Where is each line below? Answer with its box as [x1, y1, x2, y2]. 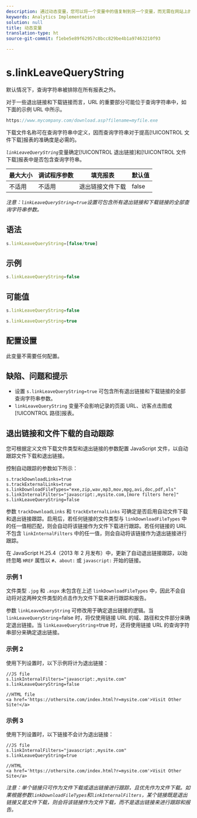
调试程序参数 [38, 171, 74, 179]
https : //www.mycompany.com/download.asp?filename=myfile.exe [6, 118, 158, 123]
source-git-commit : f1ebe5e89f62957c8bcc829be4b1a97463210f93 [6, 36, 161, 42]
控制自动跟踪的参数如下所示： [6, 465, 78, 472]
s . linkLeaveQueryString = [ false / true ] [6, 240, 98, 246]
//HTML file [6, 691, 35, 698]
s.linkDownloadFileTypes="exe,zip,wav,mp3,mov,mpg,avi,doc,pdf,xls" [6, 486, 177, 493]
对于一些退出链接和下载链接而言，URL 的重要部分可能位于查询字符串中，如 [6, 98, 187, 105]
